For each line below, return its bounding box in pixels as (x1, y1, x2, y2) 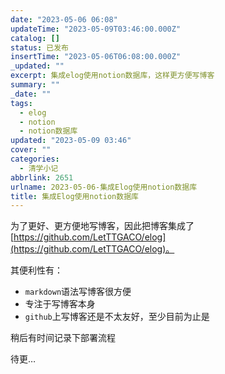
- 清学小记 (19, 163, 59, 173)
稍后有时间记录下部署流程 (10, 332, 116, 344)
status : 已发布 (10, 42, 69, 53)
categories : (10, 154, 60, 164)
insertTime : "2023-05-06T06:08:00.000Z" (10, 52, 182, 62)
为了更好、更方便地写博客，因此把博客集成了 (10, 220, 195, 232)
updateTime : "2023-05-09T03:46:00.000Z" (10, 24, 182, 34)
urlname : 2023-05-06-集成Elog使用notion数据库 (10, 182, 198, 192)
